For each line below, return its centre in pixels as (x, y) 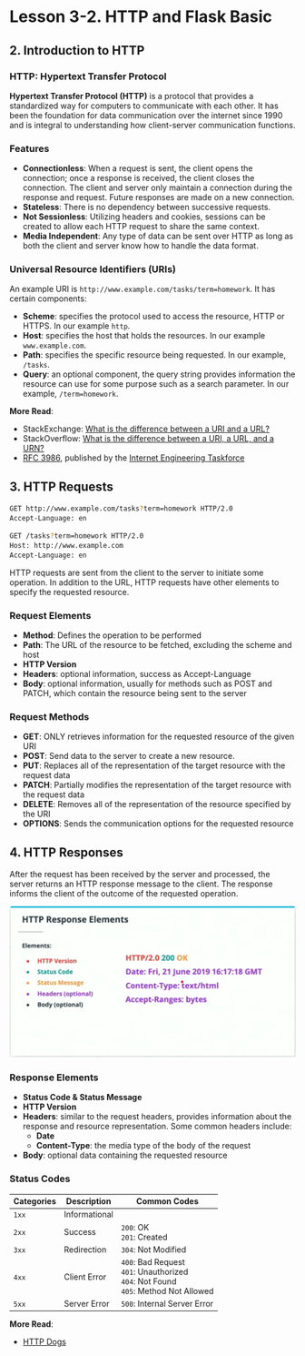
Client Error (85, 1277)
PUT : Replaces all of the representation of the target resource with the (154, 765)
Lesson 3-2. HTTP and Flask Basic (141, 17)
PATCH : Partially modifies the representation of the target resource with (157, 785)
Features (30, 148)
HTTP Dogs (44, 1341)
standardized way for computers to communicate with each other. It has (144, 106)
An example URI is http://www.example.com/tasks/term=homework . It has (143, 289)
